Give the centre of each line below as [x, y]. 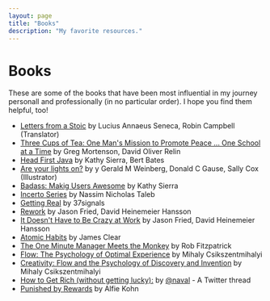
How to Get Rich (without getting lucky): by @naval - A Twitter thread [135, 280]
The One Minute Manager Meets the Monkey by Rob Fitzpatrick [126, 246]
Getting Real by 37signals [62, 203]
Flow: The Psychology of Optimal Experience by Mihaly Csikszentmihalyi [141, 254]
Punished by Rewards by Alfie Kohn [79, 289]
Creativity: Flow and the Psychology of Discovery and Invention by [131, 263]
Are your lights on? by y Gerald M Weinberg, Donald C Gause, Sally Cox [139, 169]
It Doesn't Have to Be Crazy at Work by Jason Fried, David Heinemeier [137, 220]
